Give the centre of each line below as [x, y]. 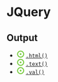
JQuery [29, 12]
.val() [35, 72]
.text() [37, 64]
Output [22, 38]
